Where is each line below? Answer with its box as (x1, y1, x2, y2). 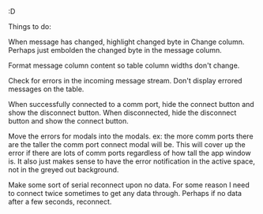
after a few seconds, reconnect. (8, 197, 112, 206)
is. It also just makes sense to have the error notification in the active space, (8, 157, 255, 166)
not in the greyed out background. (8, 165, 119, 174)
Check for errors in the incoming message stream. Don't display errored (8, 76, 242, 85)
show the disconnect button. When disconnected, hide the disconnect (8, 108, 237, 117)
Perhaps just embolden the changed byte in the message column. (8, 46, 223, 54)
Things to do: (8, 22, 51, 31)
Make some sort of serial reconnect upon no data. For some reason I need (8, 180, 250, 190)
